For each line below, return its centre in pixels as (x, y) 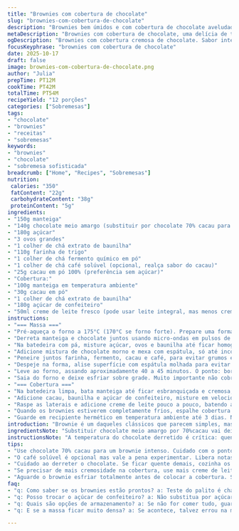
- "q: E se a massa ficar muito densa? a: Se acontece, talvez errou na (117, 510)
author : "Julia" (31, 73)
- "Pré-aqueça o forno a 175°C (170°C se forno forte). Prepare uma (111, 332)
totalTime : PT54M (33, 93)
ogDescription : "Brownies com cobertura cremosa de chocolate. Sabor (113, 41)
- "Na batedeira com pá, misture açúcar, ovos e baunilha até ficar (111, 345)
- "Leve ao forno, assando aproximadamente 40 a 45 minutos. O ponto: (114, 372)
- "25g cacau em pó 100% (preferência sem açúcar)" (85, 272)
